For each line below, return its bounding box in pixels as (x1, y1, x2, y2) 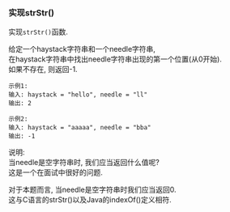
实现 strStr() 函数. (8, 27, 69, 37)
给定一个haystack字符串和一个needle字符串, (8, 45, 156, 54)
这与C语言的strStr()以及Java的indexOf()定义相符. (8, 195, 172, 205)
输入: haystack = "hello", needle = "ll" (8, 91, 148, 99)
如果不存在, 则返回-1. (8, 65, 79, 74)
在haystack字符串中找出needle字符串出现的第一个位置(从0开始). (8, 54, 223, 64)
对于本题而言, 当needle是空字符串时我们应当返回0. (8, 184, 177, 195)
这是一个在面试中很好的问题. (8, 167, 104, 177)
